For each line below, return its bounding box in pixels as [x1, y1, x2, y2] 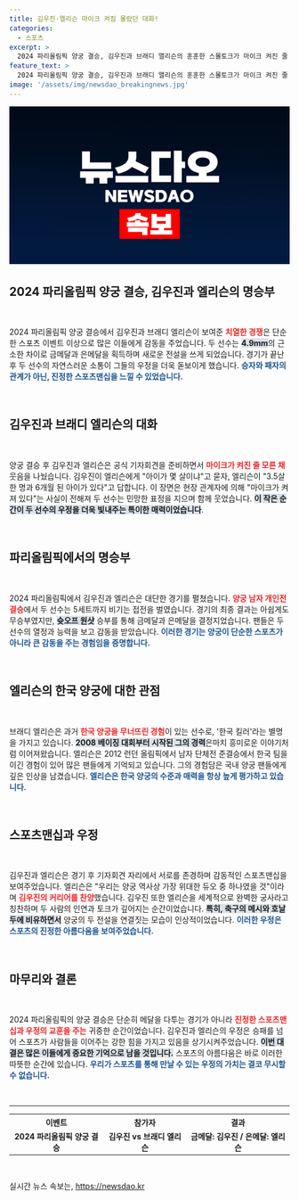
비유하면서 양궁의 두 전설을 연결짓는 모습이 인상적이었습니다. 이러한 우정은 [25, 915, 282, 925]
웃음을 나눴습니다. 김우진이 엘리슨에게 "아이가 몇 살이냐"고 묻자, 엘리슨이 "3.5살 [9, 471, 286, 481]
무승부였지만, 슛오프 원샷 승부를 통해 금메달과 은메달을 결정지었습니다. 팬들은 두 [9, 615, 285, 626]
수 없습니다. [9, 1070, 51, 1081]
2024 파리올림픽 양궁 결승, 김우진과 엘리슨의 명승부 [9, 284, 276, 299]
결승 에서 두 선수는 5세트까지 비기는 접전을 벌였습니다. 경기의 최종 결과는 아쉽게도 [9, 604, 289, 614]
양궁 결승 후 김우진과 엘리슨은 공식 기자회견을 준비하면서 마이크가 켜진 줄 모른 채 [9, 459, 286, 470]
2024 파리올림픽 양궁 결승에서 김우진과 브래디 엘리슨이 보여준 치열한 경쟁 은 [9, 326, 271, 338]
